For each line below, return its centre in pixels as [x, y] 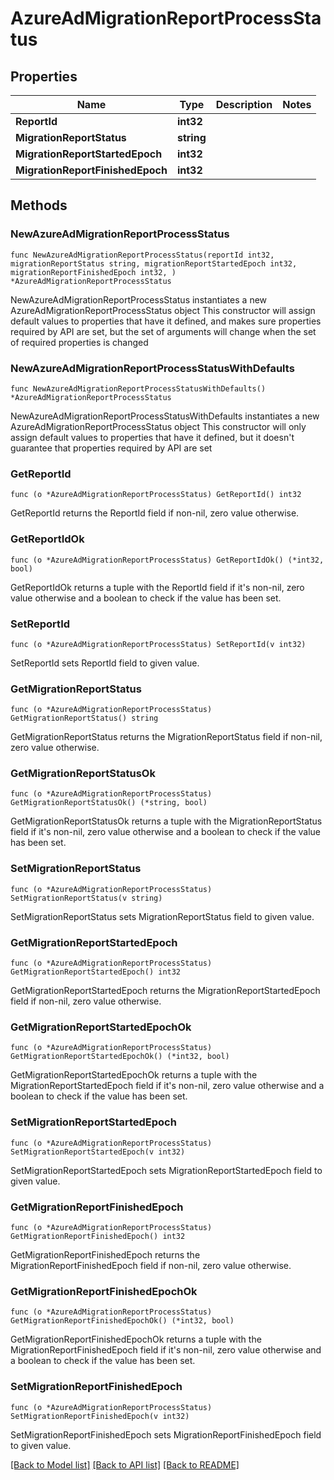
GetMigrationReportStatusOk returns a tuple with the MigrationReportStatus [166, 821]
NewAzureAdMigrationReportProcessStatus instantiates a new [139, 299]
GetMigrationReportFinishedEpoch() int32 [98, 1236]
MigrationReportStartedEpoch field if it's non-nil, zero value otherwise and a [167, 1086]
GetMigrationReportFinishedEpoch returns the [105, 1254]
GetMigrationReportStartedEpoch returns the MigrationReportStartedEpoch [165, 991]
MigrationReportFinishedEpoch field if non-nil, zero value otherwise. [151, 1265]
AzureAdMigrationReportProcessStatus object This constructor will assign [163, 310]
